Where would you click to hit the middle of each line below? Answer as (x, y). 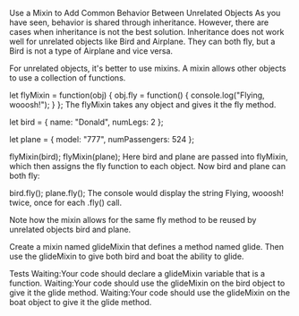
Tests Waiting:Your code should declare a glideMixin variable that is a (137, 273)
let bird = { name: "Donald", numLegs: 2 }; (86, 122)
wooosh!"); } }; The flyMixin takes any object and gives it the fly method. (143, 105)
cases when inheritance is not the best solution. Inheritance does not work (147, 32)
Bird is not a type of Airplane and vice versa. (91, 51)
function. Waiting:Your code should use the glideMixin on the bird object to (147, 283)
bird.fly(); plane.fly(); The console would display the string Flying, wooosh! (146, 193)
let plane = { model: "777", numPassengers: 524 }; (102, 139)
